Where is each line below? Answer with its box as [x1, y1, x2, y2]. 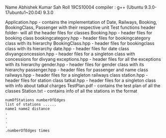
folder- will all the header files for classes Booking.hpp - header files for [5, 30, 153, 35]
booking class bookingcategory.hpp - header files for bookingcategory [5, 35, 151, 41]
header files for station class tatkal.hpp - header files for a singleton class [5, 77, 156, 83]
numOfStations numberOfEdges [5, 98, 66, 103]
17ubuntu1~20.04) [5, 9, 42, 15]
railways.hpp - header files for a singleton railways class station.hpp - [5, 72, 148, 78]
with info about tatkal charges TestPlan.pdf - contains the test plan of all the [5, 83, 161, 89]
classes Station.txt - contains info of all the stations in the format [5, 88, 138, 94]
